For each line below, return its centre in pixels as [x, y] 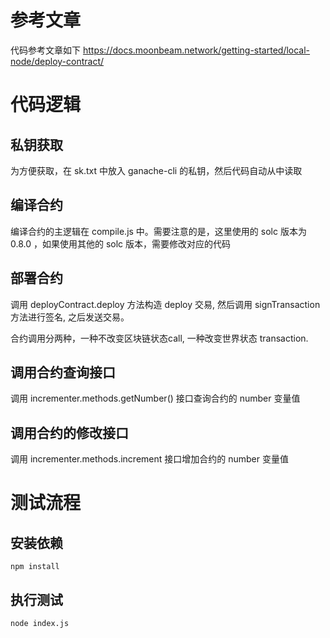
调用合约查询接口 [63, 372]
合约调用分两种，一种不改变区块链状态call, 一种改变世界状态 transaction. [159, 338]
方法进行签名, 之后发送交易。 [70, 317]
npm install [35, 567]
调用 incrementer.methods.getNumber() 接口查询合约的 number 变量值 [155, 398]
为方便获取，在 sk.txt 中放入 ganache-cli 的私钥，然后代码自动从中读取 [156, 170]
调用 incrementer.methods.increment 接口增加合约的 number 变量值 [149, 459]
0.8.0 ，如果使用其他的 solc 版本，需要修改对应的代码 [121, 243]
